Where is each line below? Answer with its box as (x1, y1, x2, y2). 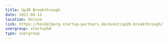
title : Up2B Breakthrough (5, 7, 60, 13)
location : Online (5, 17, 42, 22)
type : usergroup (5, 31, 40, 36)
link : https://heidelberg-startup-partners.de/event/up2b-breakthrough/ (5, 21, 163, 27)
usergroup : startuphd (5, 26, 52, 31)
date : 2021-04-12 (5, 12, 42, 17)
